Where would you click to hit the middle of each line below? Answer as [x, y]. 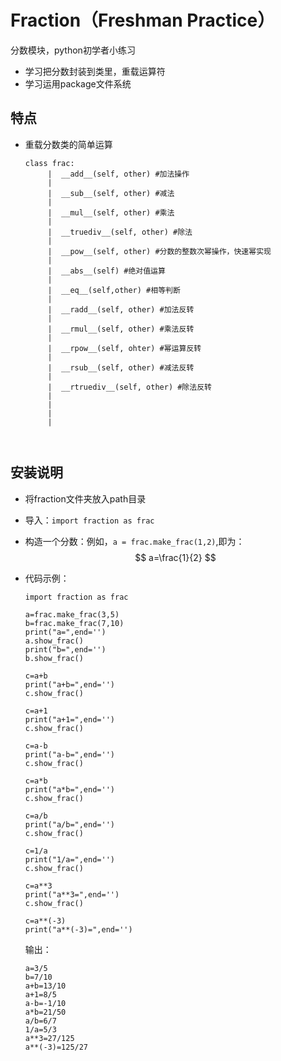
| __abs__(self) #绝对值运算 [106, 271]
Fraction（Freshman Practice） [143, 20]
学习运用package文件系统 [78, 83]
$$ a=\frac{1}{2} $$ [175, 557]
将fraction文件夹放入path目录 [85, 498]
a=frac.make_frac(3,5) [72, 614]
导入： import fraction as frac [89, 520]
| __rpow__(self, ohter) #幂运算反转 [124, 348]
